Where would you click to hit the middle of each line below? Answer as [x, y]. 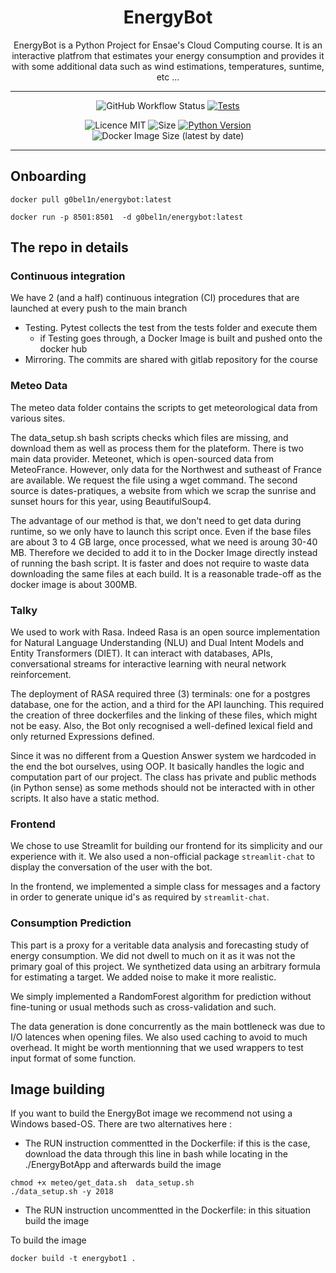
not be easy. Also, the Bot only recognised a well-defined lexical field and [161, 726]
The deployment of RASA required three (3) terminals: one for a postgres [160, 694]
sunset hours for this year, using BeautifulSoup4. [111, 501]
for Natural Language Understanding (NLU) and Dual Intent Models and [157, 643]
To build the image [48, 1240]
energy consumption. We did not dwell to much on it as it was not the [153, 955]
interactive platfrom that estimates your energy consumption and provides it [168, 55]
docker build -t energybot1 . [73, 1259]
